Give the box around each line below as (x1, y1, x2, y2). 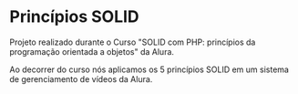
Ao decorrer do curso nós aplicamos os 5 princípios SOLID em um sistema (9, 64, 290, 75)
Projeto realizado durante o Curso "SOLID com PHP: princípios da (9, 37, 256, 47)
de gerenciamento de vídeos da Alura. (9, 73, 153, 84)
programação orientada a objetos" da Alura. (9, 46, 175, 57)
